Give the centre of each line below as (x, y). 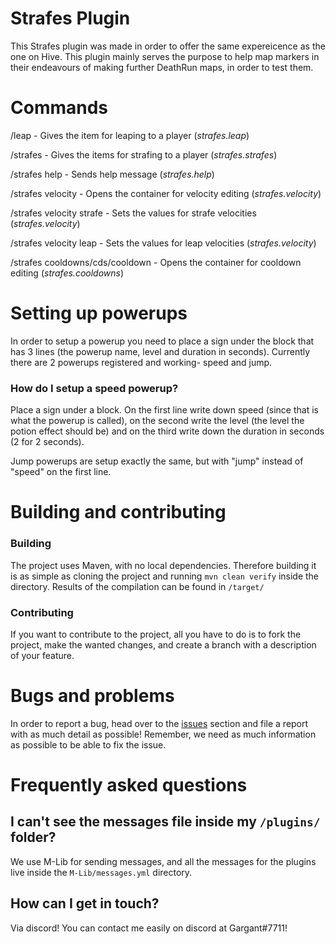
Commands (59, 108)
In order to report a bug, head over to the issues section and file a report (159, 723)
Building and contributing (118, 512)
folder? (33, 837)
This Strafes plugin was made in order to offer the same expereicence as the (168, 46)
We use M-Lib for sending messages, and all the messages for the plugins (163, 861)
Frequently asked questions (129, 785)
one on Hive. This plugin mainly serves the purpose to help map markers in (165, 56)
